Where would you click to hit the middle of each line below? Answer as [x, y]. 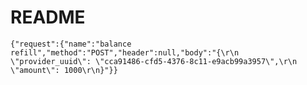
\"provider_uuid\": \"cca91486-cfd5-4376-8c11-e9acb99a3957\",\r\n [154, 61]
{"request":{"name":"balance [71, 44]
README [48, 17]
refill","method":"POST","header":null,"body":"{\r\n [125, 52]
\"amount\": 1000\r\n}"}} [64, 70]
